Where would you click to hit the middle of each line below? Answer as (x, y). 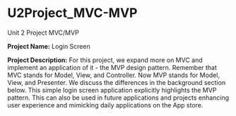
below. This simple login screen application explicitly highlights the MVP (112, 90)
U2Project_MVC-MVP (72, 13)
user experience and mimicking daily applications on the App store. (105, 105)
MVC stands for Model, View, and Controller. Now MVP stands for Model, (114, 75)
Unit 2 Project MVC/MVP (43, 33)
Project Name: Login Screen (49, 46)
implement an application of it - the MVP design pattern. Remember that (112, 67)
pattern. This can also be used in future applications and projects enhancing (118, 98)
